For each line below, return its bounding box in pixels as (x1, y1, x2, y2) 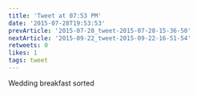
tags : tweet (8, 57, 48, 65)
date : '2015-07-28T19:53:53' (8, 19, 106, 27)
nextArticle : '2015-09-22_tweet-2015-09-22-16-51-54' (8, 34, 192, 42)
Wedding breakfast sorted (8, 78, 94, 88)
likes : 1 (8, 49, 38, 57)
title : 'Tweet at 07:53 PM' (8, 11, 103, 20)
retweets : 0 (8, 42, 48, 50)
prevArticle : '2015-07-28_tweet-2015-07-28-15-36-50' (8, 26, 192, 34)
